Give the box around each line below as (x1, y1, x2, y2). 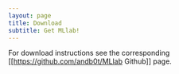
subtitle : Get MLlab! (8, 26, 80, 34)
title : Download (8, 19, 62, 27)
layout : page (8, 11, 52, 20)
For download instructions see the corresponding (8, 49, 170, 58)
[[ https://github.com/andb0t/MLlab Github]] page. (8, 56, 173, 66)
